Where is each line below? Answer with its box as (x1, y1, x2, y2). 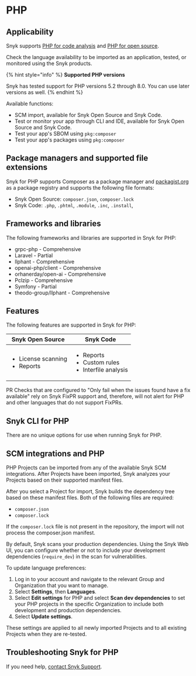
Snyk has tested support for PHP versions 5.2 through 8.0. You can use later (6, 83, 190, 90)
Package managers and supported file (6, 153, 148, 163)
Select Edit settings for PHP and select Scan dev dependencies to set (14, 595, 185, 602)
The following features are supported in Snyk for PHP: (6, 321, 136, 328)
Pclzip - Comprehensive (14, 276, 73, 284)
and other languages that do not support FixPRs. (6, 399, 123, 406)
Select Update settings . (14, 613, 73, 620)
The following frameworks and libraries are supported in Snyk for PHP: (6, 234, 177, 241)
